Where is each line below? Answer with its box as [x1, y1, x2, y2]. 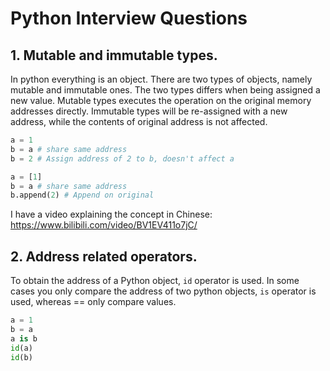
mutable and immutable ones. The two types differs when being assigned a [10, 84, 321, 96]
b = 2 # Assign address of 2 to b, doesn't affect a [10, 153, 235, 164]
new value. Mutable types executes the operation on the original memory [10, 95, 312, 106]
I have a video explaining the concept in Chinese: [10, 208, 213, 221]
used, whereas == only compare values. [10, 296, 177, 308]
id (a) [10, 343, 33, 353]
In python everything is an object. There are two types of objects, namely [10, 73, 313, 85]
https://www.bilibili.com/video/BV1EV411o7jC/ [10, 219, 198, 231]
